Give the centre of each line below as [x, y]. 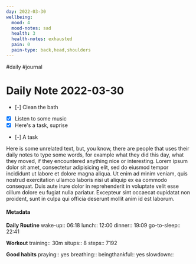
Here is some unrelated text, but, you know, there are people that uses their [98, 148]
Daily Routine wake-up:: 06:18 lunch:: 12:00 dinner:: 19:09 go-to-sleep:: [94, 226]
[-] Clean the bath [36, 107]
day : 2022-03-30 [26, 12]
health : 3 [23, 34]
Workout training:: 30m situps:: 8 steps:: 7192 [62, 243]
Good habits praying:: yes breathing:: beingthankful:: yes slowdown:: [90, 255]
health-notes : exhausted [42, 39]
